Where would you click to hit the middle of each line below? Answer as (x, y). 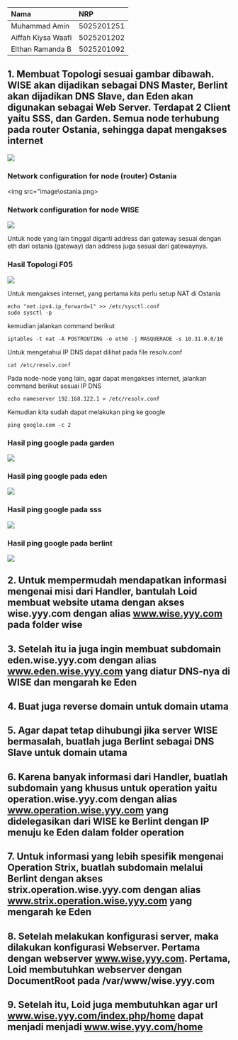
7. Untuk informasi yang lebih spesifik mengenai (116, 856)
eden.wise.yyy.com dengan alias (82, 660)
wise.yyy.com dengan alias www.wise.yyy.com (115, 614)
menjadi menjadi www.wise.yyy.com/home (105, 1027)
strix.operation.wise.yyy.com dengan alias (104, 890)
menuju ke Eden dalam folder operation (96, 832)
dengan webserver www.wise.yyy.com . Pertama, (119, 958)
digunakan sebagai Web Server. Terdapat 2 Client (119, 108)
